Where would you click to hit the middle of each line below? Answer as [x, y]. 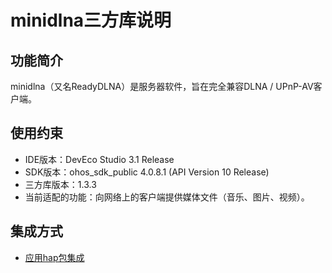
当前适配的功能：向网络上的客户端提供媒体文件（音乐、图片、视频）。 [167, 197]
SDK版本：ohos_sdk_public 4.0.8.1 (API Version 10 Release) [147, 172]
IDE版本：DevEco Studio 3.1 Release [99, 159]
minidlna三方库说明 [91, 20]
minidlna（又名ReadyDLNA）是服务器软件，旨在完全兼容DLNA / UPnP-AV [162, 86]
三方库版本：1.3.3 [60, 184]
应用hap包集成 [54, 257]
